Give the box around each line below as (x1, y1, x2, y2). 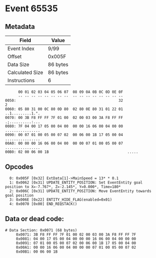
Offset (7, 53, 22, 60)
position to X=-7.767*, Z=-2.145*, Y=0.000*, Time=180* (5, 184, 121, 189)
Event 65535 (5, 3, 58, 14)
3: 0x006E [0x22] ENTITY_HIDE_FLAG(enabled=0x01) (9, 197, 112, 202)
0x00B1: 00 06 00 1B (16, 249, 58, 254)
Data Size (7, 61, 30, 68)
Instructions (7, 77, 35, 84)
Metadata (5, 23, 35, 31)
